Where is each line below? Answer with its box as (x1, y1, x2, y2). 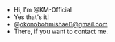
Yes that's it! (13, 13, 50, 21)
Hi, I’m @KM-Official (13, 6, 72, 14)
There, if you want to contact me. (13, 27, 109, 35)
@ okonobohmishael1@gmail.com (13, 20, 108, 28)
